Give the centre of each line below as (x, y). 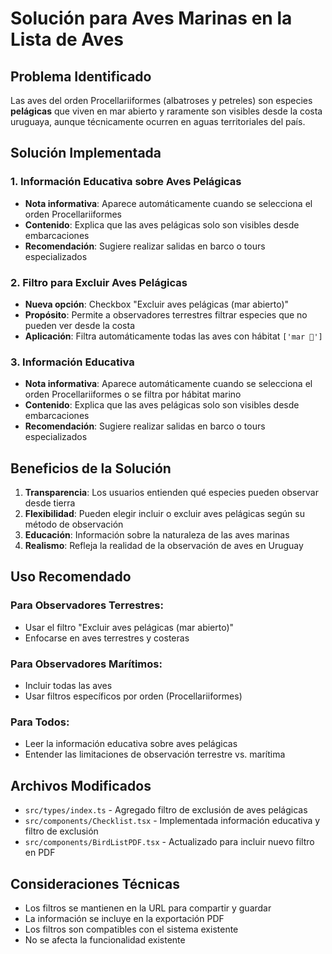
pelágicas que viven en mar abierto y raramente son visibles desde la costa (166, 111)
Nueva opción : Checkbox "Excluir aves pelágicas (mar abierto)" (157, 304)
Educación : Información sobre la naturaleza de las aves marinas (157, 535)
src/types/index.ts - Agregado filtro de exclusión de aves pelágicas (166, 810)
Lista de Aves (67, 39)
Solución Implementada (86, 153)
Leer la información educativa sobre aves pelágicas (131, 744)
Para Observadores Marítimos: (86, 664)
